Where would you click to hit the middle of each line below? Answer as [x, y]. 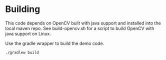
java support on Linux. [28, 33]
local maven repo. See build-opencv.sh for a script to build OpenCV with [80, 28]
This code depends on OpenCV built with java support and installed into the [83, 23]
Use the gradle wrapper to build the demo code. [55, 43]
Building [23, 9]
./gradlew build [22, 52]
